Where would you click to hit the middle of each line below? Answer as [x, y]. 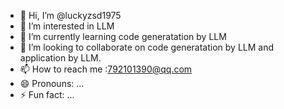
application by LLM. [60, 58]
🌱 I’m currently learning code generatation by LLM [123, 36]
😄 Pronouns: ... [52, 83]
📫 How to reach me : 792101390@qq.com [106, 69]
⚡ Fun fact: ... [47, 94]
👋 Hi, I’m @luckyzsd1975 [70, 15]
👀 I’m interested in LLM [67, 26]
